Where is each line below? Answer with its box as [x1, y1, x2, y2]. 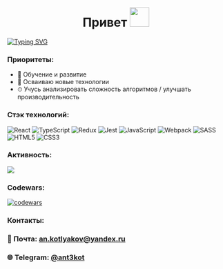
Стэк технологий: [7, 110, 70, 120]
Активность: [7, 150, 52, 160]
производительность [17, 93, 79, 101]
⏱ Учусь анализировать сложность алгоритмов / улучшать [17, 85, 192, 93]
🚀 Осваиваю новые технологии [17, 78, 109, 86]
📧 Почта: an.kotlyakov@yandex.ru [7, 234, 126, 243]
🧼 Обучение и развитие [17, 70, 87, 79]
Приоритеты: [7, 54, 55, 64]
